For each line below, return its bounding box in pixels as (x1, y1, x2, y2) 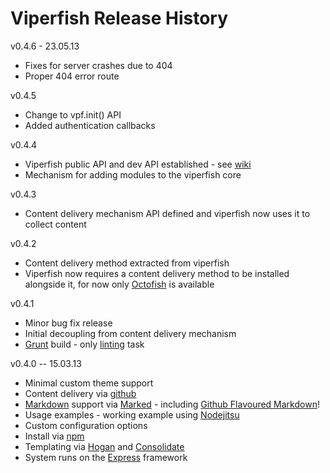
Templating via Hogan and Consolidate (24, 440, 185, 452)
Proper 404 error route (24, 70, 120, 82)
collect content (24, 218, 87, 230)
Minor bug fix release (24, 317, 113, 329)
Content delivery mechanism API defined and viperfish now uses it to (24, 207, 311, 219)
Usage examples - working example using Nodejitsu (24, 408, 240, 421)
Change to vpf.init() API (24, 108, 122, 121)
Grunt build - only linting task (24, 338, 145, 350)
